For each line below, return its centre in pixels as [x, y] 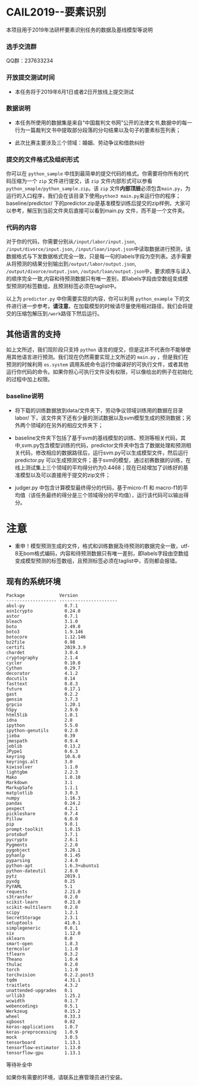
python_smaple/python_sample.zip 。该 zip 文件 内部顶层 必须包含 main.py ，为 [98, 188]
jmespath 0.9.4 [42, 741]
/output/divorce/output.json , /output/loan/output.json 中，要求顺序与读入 [99, 271]
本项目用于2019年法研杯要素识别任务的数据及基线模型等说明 [79, 30]
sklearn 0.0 [39, 939]
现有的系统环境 [33, 581]
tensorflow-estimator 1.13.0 [44, 1048]
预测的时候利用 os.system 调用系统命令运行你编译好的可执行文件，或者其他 [97, 364]
